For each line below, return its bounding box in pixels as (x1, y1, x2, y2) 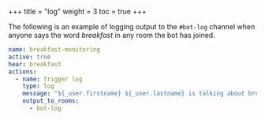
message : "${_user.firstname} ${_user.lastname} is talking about (22, 90, 245, 98)
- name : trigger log (15, 75, 83, 83)
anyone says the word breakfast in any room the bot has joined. (8, 31, 215, 39)
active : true (8, 53, 51, 61)
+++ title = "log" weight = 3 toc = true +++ (8, 7, 147, 16)
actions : (8, 67, 37, 76)
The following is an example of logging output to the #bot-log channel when (8, 22, 256, 31)
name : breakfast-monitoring (8, 46, 101, 54)
